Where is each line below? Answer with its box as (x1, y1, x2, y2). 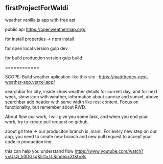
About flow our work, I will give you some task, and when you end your (5, 114, 148, 119)
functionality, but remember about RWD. (5, 104, 87, 110)
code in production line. (5, 139, 53, 144)
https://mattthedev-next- (98, 73, 149, 80)
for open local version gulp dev (5, 45, 68, 51)
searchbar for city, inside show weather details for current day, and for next (5, 88, 158, 94)
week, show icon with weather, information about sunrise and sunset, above (5, 94, 159, 99)
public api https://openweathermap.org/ (5, 26, 86, 32)
